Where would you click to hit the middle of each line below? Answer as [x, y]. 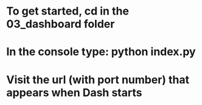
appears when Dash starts [74, 93]
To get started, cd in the [68, 11]
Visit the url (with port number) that [98, 80]
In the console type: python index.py [101, 52]
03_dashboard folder [61, 24]
